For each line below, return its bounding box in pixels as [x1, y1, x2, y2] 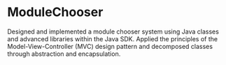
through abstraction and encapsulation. [7, 50, 121, 58]
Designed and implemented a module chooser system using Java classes [7, 27, 219, 36]
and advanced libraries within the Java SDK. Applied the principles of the [7, 34, 218, 43]
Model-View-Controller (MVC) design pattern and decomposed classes [7, 42, 213, 50]
